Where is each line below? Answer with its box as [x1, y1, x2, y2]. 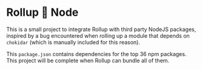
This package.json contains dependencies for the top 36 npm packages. [6, 50, 187, 57]
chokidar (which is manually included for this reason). [6, 38, 141, 46]
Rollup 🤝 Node [6, 5, 79, 19]
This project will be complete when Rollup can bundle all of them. [6, 57, 170, 64]
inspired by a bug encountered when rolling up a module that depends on [6, 32, 190, 39]
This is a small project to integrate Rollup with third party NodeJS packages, [6, 26, 196, 33]
